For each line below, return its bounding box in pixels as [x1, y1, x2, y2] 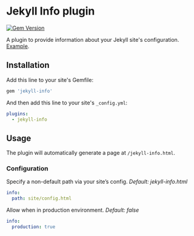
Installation [6, 60, 50, 70]
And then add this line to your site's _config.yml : [6, 99, 128, 106]
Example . [6, 42, 30, 50]
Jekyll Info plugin [6, 4, 95, 18]
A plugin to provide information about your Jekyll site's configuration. [6, 36, 179, 43]
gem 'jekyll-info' [6, 88, 53, 94]
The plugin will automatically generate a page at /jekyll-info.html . [6, 149, 176, 157]
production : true [12, 224, 56, 230]
